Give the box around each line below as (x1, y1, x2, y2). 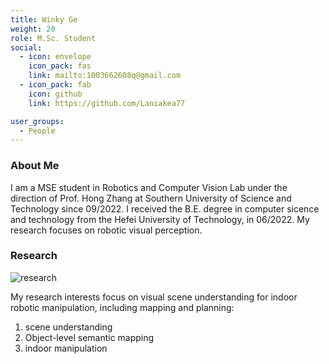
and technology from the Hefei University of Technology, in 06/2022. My (10, 213, 310, 225)
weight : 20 (10, 24, 56, 34)
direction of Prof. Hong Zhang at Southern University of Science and (10, 192, 292, 204)
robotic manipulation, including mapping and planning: (10, 301, 235, 313)
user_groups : (10, 116, 65, 126)
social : (10, 42, 43, 53)
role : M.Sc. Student (10, 33, 97, 43)
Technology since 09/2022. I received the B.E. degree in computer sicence (10, 202, 320, 215)
